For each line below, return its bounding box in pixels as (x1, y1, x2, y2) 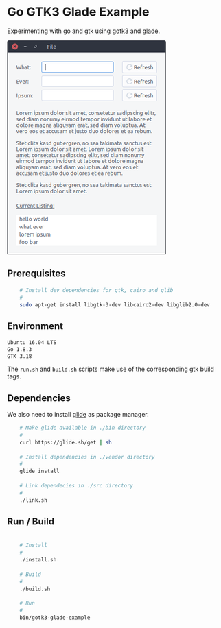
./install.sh (19, 557, 57, 564)
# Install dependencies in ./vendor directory (19, 453, 155, 460)
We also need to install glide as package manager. (7, 411, 149, 418)
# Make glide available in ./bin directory (19, 424, 146, 431)
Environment (7, 320, 64, 332)
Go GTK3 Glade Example (7, 4, 150, 20)
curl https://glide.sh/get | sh (19, 439, 112, 446)
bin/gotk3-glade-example (19, 614, 91, 621)
